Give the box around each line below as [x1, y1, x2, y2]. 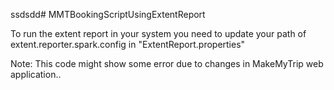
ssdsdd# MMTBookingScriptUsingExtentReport [10, 9, 206, 20]
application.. [10, 69, 62, 80]
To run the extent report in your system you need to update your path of [10, 28, 307, 39]
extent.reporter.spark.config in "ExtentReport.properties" [10, 39, 246, 50]
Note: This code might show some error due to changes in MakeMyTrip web [10, 58, 324, 69]
